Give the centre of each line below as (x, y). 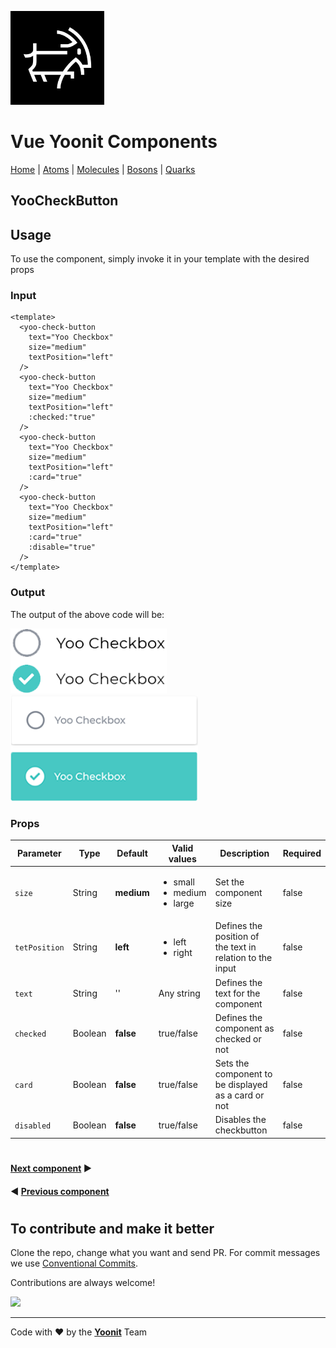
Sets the (232, 1063)
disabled (33, 1126)
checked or (238, 1038)
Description (244, 853)
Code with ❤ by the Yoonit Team (79, 1332)
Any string (179, 993)
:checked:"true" (62, 417)
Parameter (39, 853)
